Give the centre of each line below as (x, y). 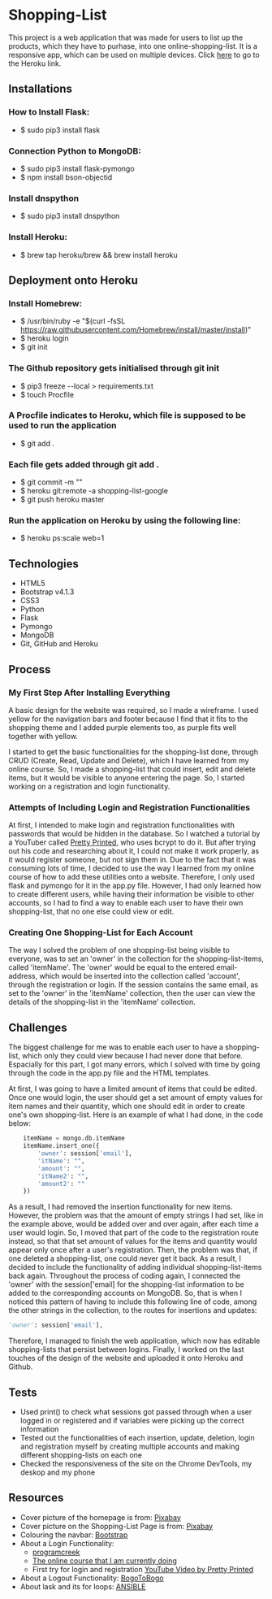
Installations (41, 89)
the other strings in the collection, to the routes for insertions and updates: (133, 1310)
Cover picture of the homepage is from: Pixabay (100, 1517)
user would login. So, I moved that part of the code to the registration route (134, 1232)
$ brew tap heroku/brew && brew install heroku (99, 254)
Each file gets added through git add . (84, 464)
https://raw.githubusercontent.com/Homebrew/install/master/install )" (136, 330)
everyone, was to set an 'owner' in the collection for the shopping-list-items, (136, 959)
